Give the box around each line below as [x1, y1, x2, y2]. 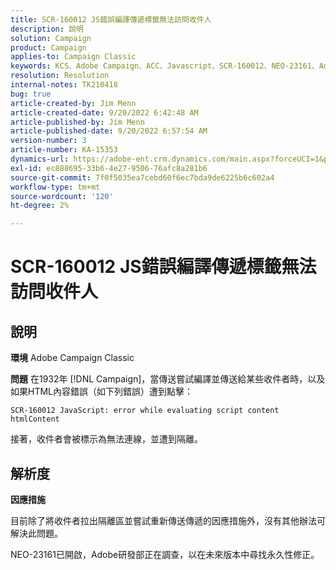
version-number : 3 [10, 136, 87, 146]
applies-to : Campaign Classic [10, 52, 137, 62]
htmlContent [10, 414, 60, 425]
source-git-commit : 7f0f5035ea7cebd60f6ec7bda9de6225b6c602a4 [10, 172, 275, 183]
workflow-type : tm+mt [10, 182, 101, 192]
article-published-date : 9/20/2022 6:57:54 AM [10, 126, 208, 136]
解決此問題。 [10, 527, 63, 539]
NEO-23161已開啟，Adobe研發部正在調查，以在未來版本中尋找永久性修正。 [10, 548, 320, 560]
